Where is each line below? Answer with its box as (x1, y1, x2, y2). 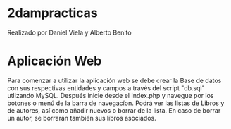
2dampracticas (7, 5, 99, 21)
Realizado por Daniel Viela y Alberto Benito (7, 28, 132, 37)
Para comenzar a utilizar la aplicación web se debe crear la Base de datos (7, 76, 222, 85)
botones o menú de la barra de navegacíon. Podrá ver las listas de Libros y (7, 99, 225, 107)
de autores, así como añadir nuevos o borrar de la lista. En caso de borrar (7, 106, 221, 114)
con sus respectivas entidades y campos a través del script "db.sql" (7, 83, 206, 92)
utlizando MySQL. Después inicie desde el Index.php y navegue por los (7, 91, 214, 99)
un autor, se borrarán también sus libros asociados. (7, 113, 156, 122)
